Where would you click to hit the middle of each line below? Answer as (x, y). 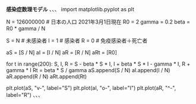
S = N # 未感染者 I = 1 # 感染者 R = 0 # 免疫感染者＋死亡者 (77, 40)
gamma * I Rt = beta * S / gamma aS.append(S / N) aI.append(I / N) (88, 70)
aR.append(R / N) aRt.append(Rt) (47, 77)
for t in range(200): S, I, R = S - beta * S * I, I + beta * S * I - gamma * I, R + (98, 64)
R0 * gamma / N (26, 28)
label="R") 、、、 (25, 95)
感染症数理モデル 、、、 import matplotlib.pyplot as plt (70, 9)
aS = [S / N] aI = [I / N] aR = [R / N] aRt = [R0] (61, 52)
